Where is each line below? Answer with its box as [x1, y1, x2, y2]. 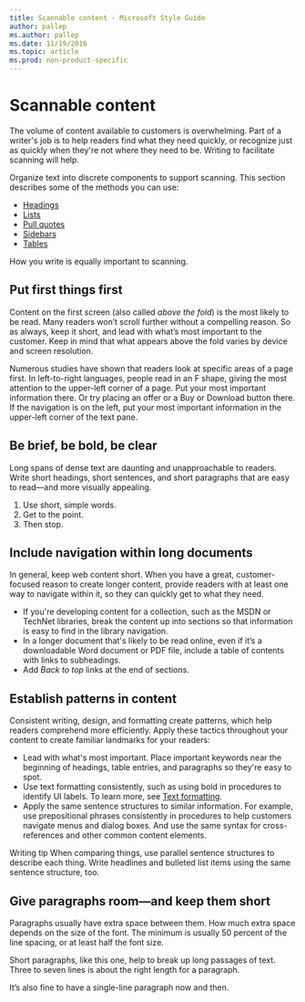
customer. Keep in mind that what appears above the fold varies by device [9, 335, 289, 347]
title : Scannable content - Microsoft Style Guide [9, 13, 206, 23]
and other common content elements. [65, 830, 208, 840]
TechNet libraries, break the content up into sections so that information [22, 616, 293, 627]
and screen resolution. [9, 345, 94, 356]
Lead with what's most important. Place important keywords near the [22, 752, 282, 763]
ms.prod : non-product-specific [9, 56, 128, 65]
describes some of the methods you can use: [9, 182, 179, 193]
